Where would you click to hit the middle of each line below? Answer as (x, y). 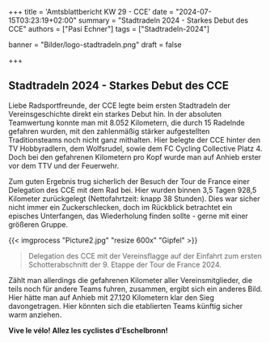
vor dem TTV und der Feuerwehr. (64, 165)
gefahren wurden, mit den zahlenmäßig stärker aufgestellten (109, 131)
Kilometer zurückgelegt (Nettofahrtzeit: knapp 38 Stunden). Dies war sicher (134, 199)
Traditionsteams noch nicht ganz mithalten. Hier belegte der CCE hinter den (135, 139)
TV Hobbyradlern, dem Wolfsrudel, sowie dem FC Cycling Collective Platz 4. (135, 148)
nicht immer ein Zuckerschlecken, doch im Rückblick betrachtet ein (120, 207)
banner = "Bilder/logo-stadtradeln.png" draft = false (95, 45)
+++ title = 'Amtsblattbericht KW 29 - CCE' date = (91, 12)
